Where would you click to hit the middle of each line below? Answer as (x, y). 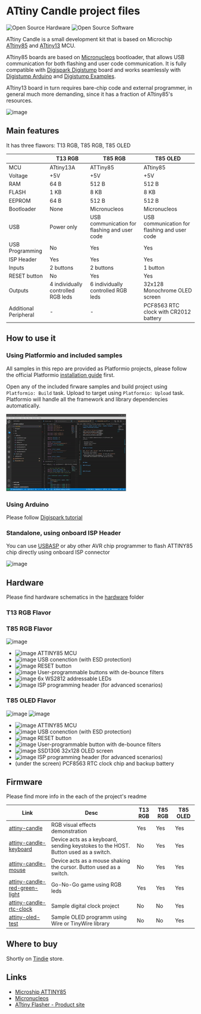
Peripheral (22, 315)
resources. (19, 101)
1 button (154, 267)
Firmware (25, 782)
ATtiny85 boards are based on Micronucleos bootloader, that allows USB (95, 57)
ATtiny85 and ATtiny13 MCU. (41, 45)
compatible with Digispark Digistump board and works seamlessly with (94, 69)
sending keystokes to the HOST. (91, 846)
